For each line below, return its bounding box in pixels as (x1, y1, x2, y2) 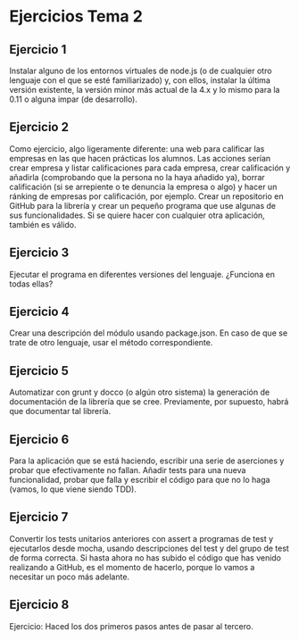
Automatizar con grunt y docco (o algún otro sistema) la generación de (9, 386, 270, 398)
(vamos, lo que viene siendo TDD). (9, 484, 137, 495)
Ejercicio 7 (9, 510, 69, 525)
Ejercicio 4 (9, 304, 70, 320)
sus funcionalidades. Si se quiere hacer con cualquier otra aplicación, (9, 210, 265, 220)
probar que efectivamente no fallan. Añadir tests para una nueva (9, 465, 246, 476)
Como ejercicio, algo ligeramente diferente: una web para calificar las (9, 143, 265, 154)
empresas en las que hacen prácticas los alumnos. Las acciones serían (9, 153, 271, 163)
